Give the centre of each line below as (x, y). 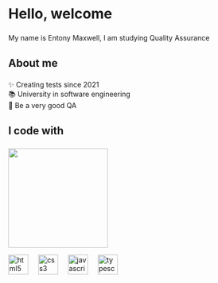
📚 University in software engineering (70, 94)
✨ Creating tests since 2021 (54, 85)
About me (33, 63)
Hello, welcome (60, 14)
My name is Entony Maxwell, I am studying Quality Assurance (109, 38)
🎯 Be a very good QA (43, 106)
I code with (36, 131)
